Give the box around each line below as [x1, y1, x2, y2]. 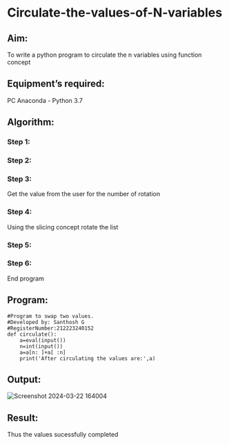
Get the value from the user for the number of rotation [7, 190, 161, 198]
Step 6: [7, 258, 32, 268]
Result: [7, 412, 39, 424]
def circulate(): [7, 330, 57, 338]
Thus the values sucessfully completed [7, 430, 119, 439]
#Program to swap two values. [7, 312, 94, 319]
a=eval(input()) [19, 337, 67, 343]
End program [7, 274, 45, 283]
